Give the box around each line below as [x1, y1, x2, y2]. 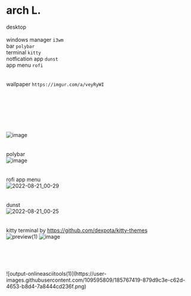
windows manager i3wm [6, 36, 64, 43]
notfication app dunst [6, 55, 58, 62]
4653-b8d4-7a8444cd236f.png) [6, 282, 87, 290]
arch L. [6, 4, 41, 17]
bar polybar [6, 42, 35, 50]
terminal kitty [6, 48, 42, 56]
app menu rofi [6, 61, 44, 69]
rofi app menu [6, 176, 41, 183]
